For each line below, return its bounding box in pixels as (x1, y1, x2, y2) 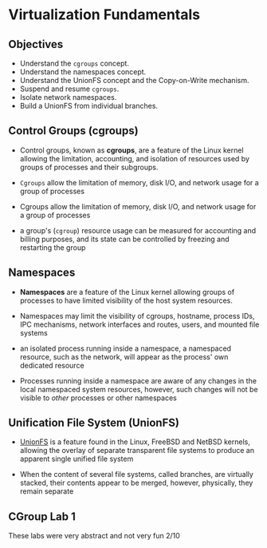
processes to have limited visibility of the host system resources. (19, 296, 234, 305)
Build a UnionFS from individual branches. (19, 101, 158, 110)
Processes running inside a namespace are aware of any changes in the (19, 375, 257, 385)
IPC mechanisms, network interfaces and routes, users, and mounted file (19, 320, 260, 329)
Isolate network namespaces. (19, 93, 117, 101)
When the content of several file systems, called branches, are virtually (19, 470, 253, 479)
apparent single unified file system (19, 454, 134, 464)
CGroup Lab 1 (8, 510, 76, 523)
